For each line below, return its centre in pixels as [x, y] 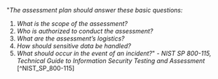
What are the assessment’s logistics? [71, 38]
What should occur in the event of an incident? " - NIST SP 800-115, [114, 53]
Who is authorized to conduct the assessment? [85, 31]
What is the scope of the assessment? [72, 23]
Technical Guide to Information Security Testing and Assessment [111, 61]
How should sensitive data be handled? [74, 46]
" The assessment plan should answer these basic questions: [95, 10]
